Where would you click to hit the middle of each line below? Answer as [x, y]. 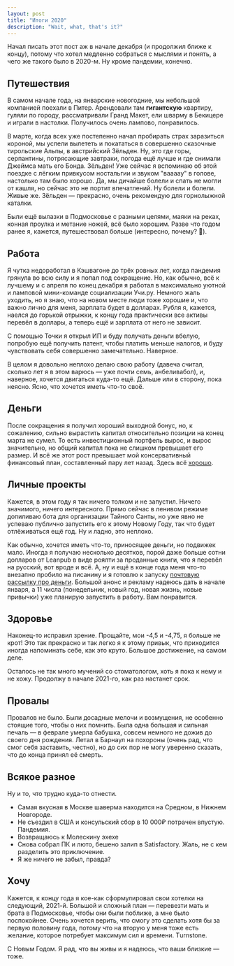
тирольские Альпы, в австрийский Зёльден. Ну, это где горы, [99, 151]
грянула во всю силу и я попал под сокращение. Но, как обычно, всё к [114, 278]
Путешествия [38, 84]
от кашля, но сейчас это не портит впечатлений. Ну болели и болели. [111, 188]
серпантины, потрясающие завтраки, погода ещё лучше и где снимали [114, 159]
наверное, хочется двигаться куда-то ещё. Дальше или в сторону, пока [115, 379]
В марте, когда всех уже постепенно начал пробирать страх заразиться [116, 136]
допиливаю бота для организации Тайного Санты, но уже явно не [106, 516]
